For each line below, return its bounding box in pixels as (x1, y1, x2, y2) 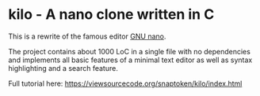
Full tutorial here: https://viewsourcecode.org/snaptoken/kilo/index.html (8, 79, 243, 88)
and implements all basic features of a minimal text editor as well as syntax (8, 55, 253, 65)
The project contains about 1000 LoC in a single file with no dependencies (8, 46, 251, 56)
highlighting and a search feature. (8, 63, 119, 72)
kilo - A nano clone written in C (8, 6, 215, 24)
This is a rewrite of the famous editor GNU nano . (8, 31, 166, 41)
